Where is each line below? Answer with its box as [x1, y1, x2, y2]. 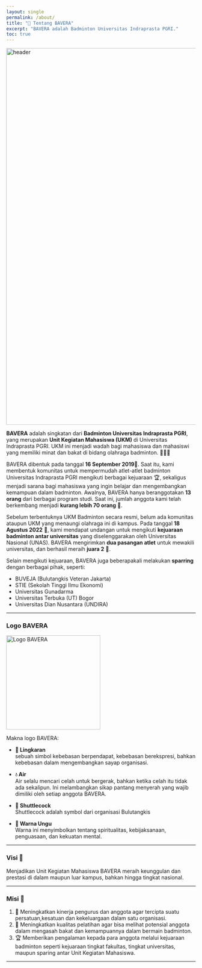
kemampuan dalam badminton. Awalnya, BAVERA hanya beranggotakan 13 [6, 489, 191, 496]
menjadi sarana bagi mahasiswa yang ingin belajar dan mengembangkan [6, 483, 186, 490]
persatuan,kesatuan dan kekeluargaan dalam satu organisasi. [14, 914, 167, 922]
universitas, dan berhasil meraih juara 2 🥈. [6, 545, 111, 553]
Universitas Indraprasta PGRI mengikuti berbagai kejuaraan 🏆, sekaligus [6, 474, 186, 481]
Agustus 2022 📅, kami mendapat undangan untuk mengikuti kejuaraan [6, 526, 183, 533]
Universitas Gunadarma [14, 588, 74, 596]
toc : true [6, 31, 31, 37]
